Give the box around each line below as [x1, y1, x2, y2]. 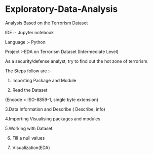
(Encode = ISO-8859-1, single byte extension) [5, 97, 99, 103]
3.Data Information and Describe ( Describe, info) [5, 106, 105, 112]
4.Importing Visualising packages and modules [5, 115, 101, 122]
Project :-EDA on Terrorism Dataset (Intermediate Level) [5, 49, 119, 54]
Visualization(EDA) [12, 145, 50, 151]
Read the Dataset [12, 87, 48, 93]
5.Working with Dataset [5, 125, 53, 131]
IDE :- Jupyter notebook [5, 29, 54, 35]
